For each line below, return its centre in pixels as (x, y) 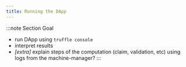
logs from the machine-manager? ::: (58, 58)
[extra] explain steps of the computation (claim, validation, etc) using (97, 52)
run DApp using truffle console (54, 39)
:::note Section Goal (30, 28)
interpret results (34, 45)
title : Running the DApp (36, 11)
